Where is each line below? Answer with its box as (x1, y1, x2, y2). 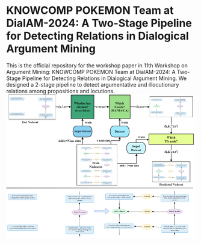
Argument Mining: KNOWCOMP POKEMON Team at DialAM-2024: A (6, 68, 176, 75)
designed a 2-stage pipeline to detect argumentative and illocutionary (6, 81, 179, 88)
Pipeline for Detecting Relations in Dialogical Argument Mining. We (22, 75, 187, 82)
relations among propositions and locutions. (6, 87, 116, 94)
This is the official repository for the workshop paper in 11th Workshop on (6, 61, 188, 69)
